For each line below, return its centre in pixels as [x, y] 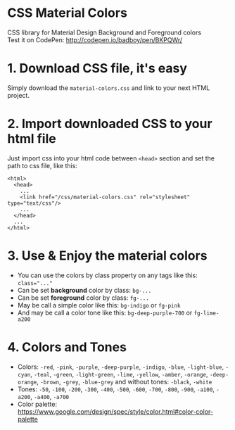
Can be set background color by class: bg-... [84, 290]
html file [32, 139]
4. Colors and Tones [67, 347]
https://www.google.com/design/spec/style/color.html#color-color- [115, 411]
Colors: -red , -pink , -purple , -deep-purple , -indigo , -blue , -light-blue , [120, 367]
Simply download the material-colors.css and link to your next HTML [109, 88]
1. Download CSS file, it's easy [97, 69]
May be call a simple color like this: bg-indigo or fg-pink [99, 305]
